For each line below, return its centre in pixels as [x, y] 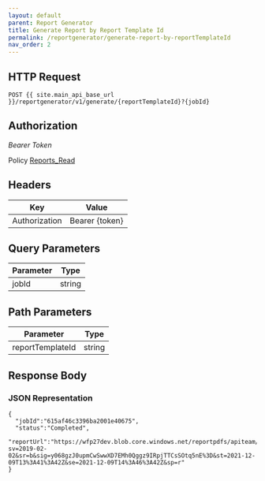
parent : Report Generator [50, 23]
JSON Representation [50, 397]
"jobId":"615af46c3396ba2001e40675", [77, 421]
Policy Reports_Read [42, 160]
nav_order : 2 [30, 45]
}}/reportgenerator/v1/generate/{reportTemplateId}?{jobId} [109, 102]
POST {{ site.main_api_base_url [61, 95]
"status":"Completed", [52, 428]
